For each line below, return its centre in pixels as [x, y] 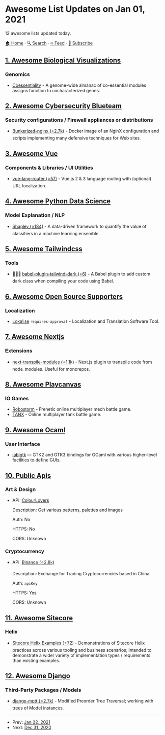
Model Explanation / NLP [35, 215]
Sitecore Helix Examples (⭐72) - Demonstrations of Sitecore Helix [78, 643]
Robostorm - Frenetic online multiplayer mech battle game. [72, 409]
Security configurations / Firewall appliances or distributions [79, 120]
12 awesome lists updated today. [38, 33]
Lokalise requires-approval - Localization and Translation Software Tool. [86, 321]
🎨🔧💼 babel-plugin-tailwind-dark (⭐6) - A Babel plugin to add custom [81, 274]
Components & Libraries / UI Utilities [49, 168]
